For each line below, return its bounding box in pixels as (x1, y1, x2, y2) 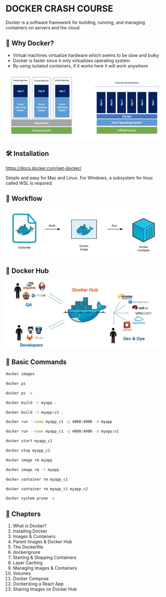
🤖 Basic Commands (5, 358, 67, 366)
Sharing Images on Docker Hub (12, 586, 77, 592)
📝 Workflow (5, 195, 43, 203)
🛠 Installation (5, 149, 49, 158)
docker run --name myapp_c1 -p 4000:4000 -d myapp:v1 (5, 429, 119, 434)
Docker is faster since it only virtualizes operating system (12, 58, 130, 64)
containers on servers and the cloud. (5, 24, 81, 30)
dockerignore (12, 549, 41, 555)
